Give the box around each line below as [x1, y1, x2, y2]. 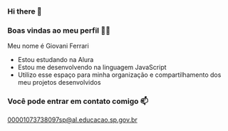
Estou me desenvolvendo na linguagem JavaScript [17, 63, 167, 72]
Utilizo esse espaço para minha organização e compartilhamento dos [17, 70, 222, 79]
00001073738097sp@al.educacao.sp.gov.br [7, 115, 138, 124]
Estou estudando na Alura [17, 56, 94, 64]
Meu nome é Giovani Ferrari [7, 42, 89, 51]
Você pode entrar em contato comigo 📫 [7, 96, 148, 106]
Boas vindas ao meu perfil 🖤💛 [7, 25, 110, 35]
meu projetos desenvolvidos [17, 78, 101, 87]
